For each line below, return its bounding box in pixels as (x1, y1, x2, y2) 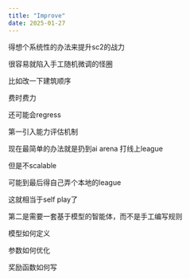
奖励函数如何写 (8, 262, 57, 272)
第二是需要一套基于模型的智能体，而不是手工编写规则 (8, 211, 183, 221)
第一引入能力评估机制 (8, 127, 78, 136)
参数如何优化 (8, 245, 50, 255)
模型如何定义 (8, 228, 50, 238)
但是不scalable (8, 160, 57, 170)
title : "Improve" (8, 11, 66, 20)
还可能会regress (8, 109, 61, 120)
